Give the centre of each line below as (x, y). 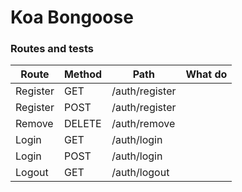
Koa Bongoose (72, 17)
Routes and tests (52, 49)
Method (83, 74)
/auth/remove (143, 124)
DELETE (82, 124)
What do (206, 74)
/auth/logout (140, 173)
